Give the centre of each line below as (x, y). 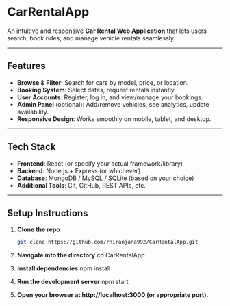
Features (26, 66)
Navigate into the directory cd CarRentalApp (81, 255)
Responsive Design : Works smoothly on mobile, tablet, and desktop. (114, 119)
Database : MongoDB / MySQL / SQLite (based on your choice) (105, 178)
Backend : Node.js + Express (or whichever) (79, 170)
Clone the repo (38, 229)
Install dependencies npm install (64, 268)
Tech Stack (31, 147)
